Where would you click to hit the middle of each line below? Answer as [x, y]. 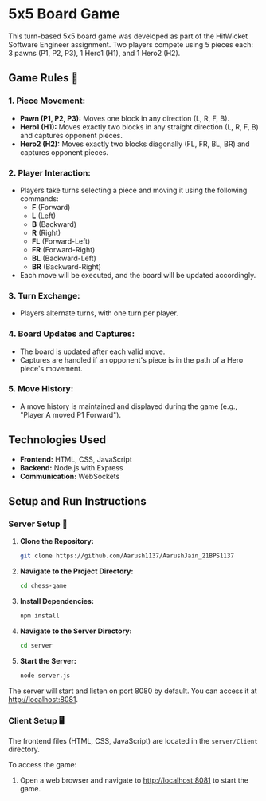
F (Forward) [51, 207]
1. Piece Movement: [47, 101]
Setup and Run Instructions [78, 501]
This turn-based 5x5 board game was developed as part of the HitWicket [128, 36]
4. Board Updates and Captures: [72, 334]
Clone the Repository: [57, 541]
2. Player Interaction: [50, 172]
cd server [36, 645]
